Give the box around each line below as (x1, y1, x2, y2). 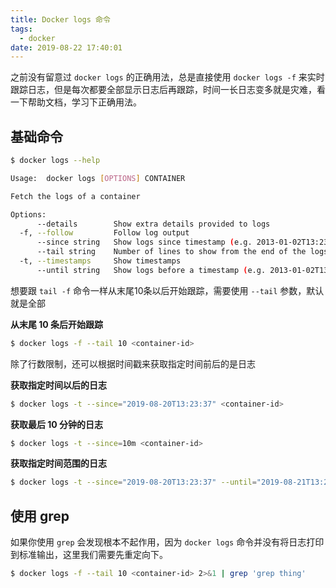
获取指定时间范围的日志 (10, 457, 107, 470)
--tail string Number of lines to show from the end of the (36, 247, 307, 257)
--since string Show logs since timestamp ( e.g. (36, 237, 253, 248)
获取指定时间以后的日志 (10, 379, 107, 391)
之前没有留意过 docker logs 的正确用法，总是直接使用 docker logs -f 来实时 (10, 71, 325, 83)
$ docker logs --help (10, 156, 101, 166)
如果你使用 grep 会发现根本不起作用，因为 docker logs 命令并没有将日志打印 (10, 536, 325, 548)
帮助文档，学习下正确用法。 (27, 96, 142, 108)
